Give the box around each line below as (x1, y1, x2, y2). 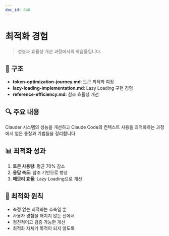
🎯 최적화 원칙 (5, 192, 44, 201)
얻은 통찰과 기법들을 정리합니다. (14, 131, 77, 137)
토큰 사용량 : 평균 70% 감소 (12, 163, 66, 169)
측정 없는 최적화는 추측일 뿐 (12, 206, 67, 212)
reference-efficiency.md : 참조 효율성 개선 (12, 91, 99, 97)
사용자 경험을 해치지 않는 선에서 (12, 212, 75, 218)
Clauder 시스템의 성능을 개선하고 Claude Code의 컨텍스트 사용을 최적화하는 (5, 124, 155, 130)
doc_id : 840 (5, 7, 30, 13)
